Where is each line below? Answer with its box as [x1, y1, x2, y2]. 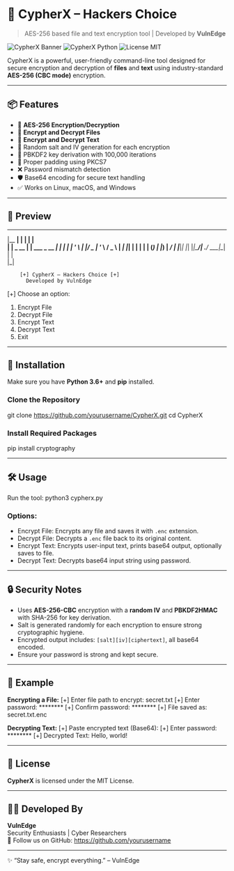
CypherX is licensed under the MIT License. [7, 776, 134, 785]
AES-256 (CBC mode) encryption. [7, 71, 106, 79]
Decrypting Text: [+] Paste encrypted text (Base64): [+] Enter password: [7, 723, 217, 732]
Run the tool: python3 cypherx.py [7, 494, 103, 502]
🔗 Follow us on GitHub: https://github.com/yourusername [7, 836, 171, 845]
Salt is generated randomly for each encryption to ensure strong [17, 620, 202, 629]
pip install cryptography [7, 444, 75, 452]
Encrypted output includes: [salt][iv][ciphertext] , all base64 [17, 635, 199, 643]
